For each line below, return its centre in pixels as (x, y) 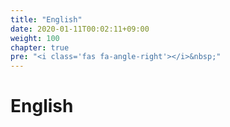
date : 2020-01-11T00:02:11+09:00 (80, 29)
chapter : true (40, 47)
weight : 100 (35, 38)
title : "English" (46, 19)
